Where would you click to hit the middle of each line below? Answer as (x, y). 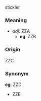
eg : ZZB (28, 37)
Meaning (16, 20)
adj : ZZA (21, 31)
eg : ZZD (13, 84)
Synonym (17, 73)
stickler (13, 7)
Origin (13, 50)
